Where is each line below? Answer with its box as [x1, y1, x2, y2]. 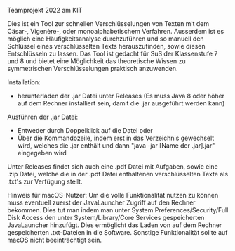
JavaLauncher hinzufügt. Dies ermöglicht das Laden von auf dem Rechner [7, 221, 222, 229]
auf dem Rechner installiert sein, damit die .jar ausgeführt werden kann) [17, 99, 225, 108]
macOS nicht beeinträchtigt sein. [7, 236, 102, 244]
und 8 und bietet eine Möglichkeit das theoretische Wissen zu [7, 57, 186, 65]
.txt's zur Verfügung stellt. [7, 177, 83, 186]
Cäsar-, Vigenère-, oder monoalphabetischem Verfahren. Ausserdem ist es [7, 27, 224, 35]
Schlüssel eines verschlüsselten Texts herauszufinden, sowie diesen [7, 42, 206, 50]
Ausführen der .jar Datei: [7, 112, 79, 121]
